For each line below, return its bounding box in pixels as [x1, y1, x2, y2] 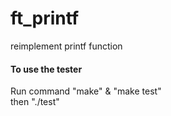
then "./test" [10, 96, 60, 108]
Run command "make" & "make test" [10, 85, 162, 97]
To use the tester [10, 63, 83, 75]
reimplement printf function [10, 40, 123, 52]
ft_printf [10, 7, 80, 30]
